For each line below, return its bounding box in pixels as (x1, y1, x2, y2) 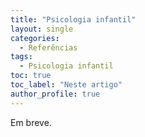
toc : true (10, 71, 52, 81)
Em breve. (10, 116, 52, 128)
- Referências (19, 42, 78, 53)
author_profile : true (10, 89, 101, 99)
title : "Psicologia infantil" (10, 14, 137, 25)
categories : (10, 33, 60, 43)
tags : (10, 52, 33, 62)
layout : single (10, 24, 74, 34)
